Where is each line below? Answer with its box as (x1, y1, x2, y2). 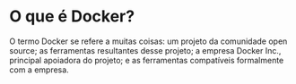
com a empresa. (9, 64, 69, 75)
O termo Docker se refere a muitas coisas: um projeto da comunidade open (9, 36, 288, 46)
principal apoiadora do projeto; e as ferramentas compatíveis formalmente (9, 55, 284, 65)
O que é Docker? (9, 6, 135, 27)
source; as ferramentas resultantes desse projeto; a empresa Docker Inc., (9, 45, 282, 55)
